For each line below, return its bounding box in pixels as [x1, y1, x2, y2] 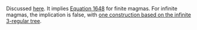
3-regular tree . [6, 18, 42, 24]
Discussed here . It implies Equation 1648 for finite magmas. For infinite [6, 5, 178, 12]
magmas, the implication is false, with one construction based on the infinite [6, 11, 192, 18]
